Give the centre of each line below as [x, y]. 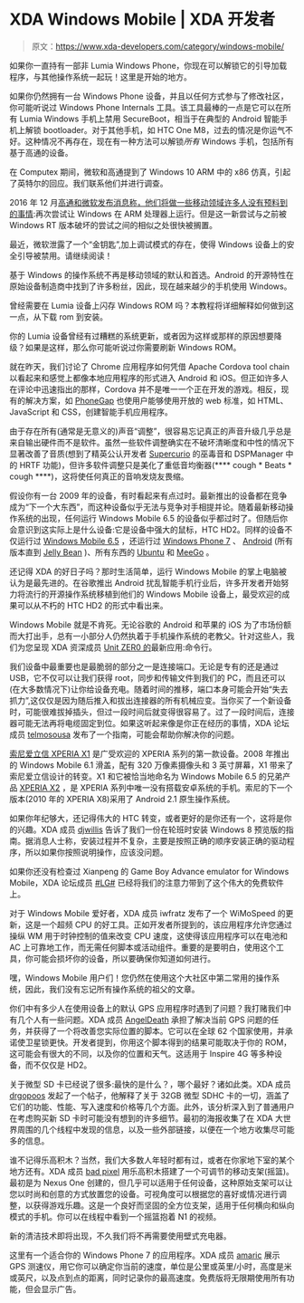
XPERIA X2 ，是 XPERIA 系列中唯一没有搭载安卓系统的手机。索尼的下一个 [156, 787]
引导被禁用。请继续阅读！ [65, 255]
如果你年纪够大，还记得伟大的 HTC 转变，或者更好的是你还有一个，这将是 [147, 818]
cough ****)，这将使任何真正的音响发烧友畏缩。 [99, 476]
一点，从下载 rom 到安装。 [59, 316]
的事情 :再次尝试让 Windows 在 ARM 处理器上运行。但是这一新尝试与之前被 [148, 214]
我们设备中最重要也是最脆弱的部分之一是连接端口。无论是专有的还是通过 [144, 666]
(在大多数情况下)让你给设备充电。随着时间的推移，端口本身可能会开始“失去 [149, 689]
